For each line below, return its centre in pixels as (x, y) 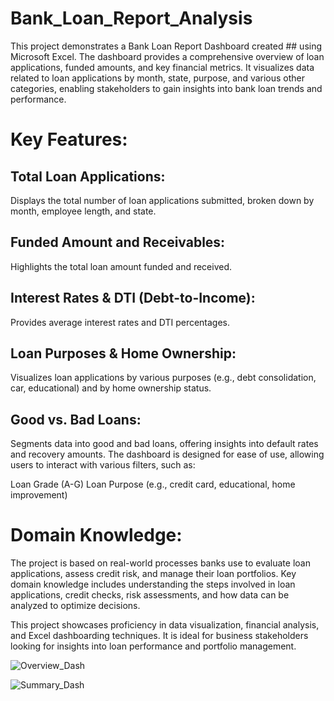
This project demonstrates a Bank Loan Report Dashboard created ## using (166, 46)
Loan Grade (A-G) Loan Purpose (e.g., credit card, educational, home (153, 484)
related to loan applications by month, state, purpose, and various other (158, 78)
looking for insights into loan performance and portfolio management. (153, 646)
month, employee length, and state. (83, 211)
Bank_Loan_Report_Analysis (131, 18)
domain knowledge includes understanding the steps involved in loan (153, 584)
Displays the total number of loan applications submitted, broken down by (162, 200)
